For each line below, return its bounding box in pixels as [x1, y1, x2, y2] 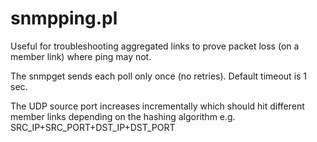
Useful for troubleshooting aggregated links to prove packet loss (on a [10, 40, 300, 52]
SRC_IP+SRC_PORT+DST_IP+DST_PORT [10, 121, 176, 133]
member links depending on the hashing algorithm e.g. [10, 110, 236, 122]
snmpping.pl [10, 7, 118, 30]
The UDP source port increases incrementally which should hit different [10, 100, 305, 112]
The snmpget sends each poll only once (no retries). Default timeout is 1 [10, 70, 308, 82]
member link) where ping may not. [10, 50, 152, 62]
